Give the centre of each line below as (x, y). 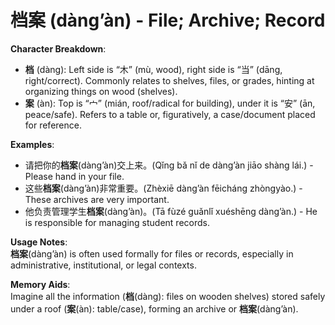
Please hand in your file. (74, 176)
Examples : (32, 144)
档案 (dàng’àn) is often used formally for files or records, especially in (152, 253)
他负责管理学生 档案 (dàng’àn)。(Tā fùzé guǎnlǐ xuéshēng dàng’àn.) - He (171, 211)
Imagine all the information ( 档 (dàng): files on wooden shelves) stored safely (168, 296)
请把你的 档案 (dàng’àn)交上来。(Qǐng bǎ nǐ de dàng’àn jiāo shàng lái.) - (169, 165)
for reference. (53, 125)
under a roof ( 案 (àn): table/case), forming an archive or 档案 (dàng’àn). (154, 308)
